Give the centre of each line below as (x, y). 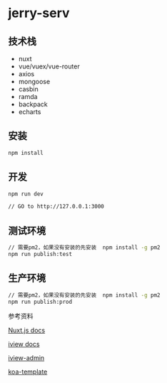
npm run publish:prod (40, 302)
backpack (33, 104)
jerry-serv (39, 13)
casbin (28, 89)
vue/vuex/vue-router (49, 66)
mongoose (34, 81)
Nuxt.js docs (27, 330)
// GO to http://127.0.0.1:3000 (56, 207)
